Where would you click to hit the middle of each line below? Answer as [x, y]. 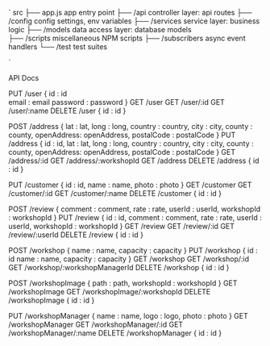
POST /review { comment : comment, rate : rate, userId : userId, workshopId [134, 209]
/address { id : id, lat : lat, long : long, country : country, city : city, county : [131, 144]
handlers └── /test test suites [58, 47]
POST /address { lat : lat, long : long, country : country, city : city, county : [131, 126]
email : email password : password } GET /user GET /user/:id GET [117, 102]
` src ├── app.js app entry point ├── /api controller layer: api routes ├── [130, 13]
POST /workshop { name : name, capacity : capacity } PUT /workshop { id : [133, 250]
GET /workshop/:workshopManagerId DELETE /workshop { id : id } [119, 267]
